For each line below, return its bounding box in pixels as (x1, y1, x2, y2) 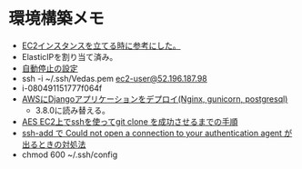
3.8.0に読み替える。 (35, 104, 111, 115)
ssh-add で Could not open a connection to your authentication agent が (21, 127, 293, 138)
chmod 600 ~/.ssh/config (21, 149, 118, 160)
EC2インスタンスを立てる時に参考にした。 (21, 40, 181, 51)
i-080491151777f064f (21, 83, 103, 94)
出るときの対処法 (21, 138, 86, 150)
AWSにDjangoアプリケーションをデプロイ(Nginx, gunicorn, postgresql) (21, 93, 288, 104)
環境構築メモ (8, 8, 106, 29)
